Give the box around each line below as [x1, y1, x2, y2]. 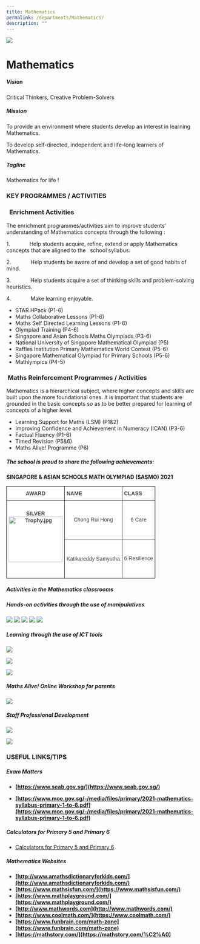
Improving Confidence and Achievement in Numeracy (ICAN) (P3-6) [15, 425, 185, 432]
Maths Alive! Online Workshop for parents [6, 682, 115, 689]
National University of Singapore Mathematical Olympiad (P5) [15, 338, 169, 346]
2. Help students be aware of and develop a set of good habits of [6, 258, 187, 265]
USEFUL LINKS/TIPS [6, 753, 67, 761]
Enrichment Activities [8, 208, 75, 216]
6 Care [130, 516, 147, 523]
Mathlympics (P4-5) [15, 358, 65, 365]
